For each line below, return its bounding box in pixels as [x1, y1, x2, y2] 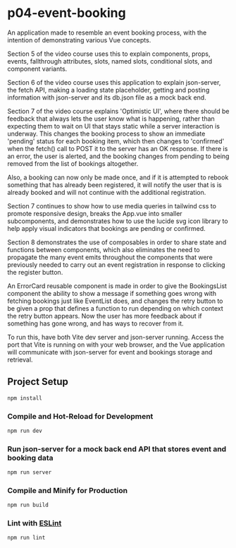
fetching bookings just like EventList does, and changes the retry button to [7, 297, 223, 305]
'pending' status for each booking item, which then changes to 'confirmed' [7, 136, 225, 145]
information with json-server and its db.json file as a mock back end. [7, 93, 206, 102]
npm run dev [7, 427, 42, 434]
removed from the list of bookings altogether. [7, 159, 139, 167]
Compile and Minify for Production [7, 485, 128, 495]
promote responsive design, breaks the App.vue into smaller [7, 209, 182, 218]
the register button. [7, 268, 63, 276]
